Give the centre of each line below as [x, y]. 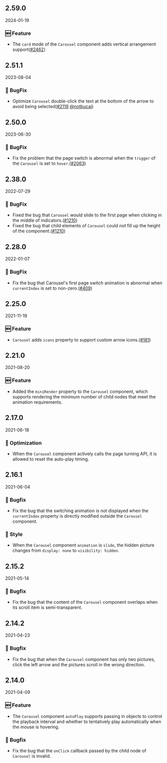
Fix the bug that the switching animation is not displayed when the [80, 511]
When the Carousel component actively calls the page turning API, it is [84, 454]
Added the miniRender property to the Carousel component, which [80, 391]
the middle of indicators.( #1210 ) [45, 220]
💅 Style [14, 534]
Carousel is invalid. [32, 756]
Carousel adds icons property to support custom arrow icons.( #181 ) [82, 339]
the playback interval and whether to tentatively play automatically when [87, 721]
